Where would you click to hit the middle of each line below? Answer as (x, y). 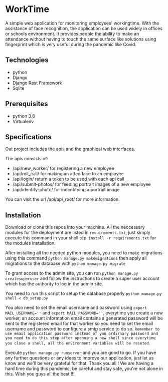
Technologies (27, 60)
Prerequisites (27, 104)
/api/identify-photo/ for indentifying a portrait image (66, 190)
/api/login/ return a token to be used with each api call (68, 179)
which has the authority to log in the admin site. (54, 284)
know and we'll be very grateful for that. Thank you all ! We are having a (79, 363)
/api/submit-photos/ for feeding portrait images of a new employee (82, 184)
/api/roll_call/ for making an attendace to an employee (68, 174)
